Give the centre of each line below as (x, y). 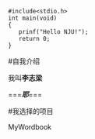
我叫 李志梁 (25, 78)
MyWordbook (30, 127)
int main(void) (33, 18)
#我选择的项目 (31, 111)
